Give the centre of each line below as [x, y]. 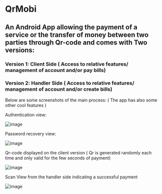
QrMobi [21, 9]
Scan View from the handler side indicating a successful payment [71, 177]
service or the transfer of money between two [77, 35]
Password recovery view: [31, 134]
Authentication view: [26, 115]
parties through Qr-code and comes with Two [76, 42]
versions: [20, 50]
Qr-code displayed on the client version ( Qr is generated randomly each [79, 152]
